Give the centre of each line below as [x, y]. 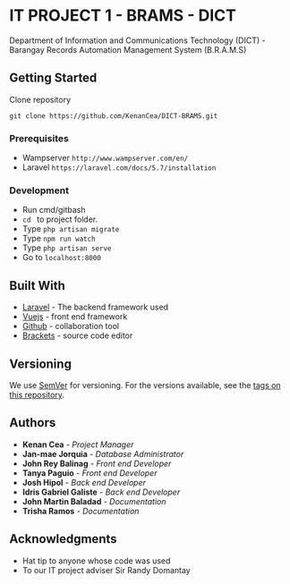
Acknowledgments [64, 539]
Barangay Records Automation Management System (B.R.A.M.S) [128, 49]
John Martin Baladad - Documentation [94, 501]
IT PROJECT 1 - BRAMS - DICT [123, 16]
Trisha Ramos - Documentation [81, 511]
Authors [33, 423]
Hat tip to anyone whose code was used [96, 561]
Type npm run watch [59, 239]
